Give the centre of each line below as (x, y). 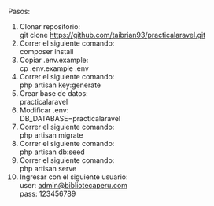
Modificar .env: (44, 110)
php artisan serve (48, 169)
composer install (46, 51)
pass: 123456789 (48, 193)
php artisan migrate (51, 135)
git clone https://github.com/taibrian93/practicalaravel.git (113, 35)
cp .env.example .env (54, 68)
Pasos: (19, 11)
